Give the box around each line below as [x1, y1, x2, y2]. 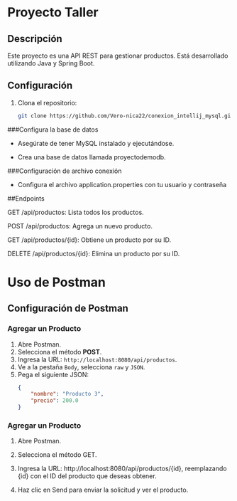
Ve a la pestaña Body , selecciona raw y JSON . [17, 362, 145, 371]
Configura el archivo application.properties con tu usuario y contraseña [17, 180, 227, 189]
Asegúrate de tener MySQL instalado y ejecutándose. [17, 139, 175, 147]
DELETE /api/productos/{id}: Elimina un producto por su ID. [7, 249, 180, 258]
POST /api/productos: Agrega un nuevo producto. [7, 221, 153, 230]
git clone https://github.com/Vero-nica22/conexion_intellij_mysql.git [17, 112, 234, 120]
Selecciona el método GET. [17, 450, 97, 459]
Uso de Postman [7, 274, 106, 290]
